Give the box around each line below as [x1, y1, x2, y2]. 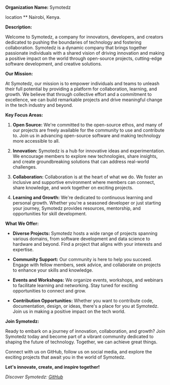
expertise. [12, 246, 34, 252]
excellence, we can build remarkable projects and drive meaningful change [5, 97, 162, 103]
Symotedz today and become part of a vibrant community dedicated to [5, 334, 154, 339]
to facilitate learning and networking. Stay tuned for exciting [12, 282, 138, 288]
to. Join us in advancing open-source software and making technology [12, 133, 161, 139]
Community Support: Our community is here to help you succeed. [12, 256, 152, 262]
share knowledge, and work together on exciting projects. [12, 185, 133, 190]
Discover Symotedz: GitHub [5, 374, 63, 380]
